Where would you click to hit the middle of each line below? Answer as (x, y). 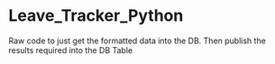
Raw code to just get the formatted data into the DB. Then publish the (137, 41)
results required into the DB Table (70, 50)
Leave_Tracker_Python (96, 16)
